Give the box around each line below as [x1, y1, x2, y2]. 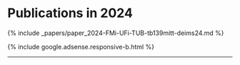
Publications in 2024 [7, 5, 134, 21]
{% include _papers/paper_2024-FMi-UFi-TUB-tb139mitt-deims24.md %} [7, 29, 224, 37]
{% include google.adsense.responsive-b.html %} [7, 42, 155, 51]
